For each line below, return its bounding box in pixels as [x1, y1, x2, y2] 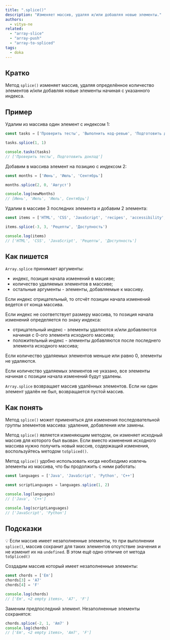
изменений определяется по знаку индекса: [5, 317, 101, 323]
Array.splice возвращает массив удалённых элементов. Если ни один [5, 383, 158, 389]
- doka [10, 50, 24, 55]
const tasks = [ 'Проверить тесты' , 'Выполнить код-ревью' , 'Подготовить [5, 131, 162, 136]
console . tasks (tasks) [5, 149, 51, 154]
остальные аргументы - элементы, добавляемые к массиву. [12, 286, 144, 293]
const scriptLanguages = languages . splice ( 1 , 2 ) [5, 483, 110, 488]
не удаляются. [5, 358, 36, 364]
